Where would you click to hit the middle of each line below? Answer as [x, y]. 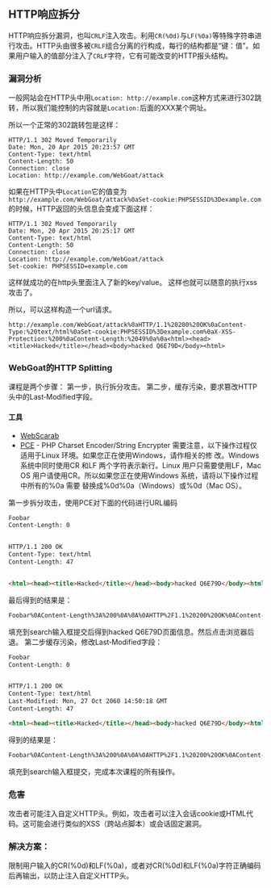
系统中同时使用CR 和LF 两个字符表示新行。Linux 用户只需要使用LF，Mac [141, 465]
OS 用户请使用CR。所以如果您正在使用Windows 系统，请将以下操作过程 [139, 475]
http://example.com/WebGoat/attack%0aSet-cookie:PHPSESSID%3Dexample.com [135, 200]
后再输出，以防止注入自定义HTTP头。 [71, 876]
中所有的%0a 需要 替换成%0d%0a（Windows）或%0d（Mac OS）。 [133, 485]
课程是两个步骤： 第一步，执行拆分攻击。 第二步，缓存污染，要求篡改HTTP [133, 387]
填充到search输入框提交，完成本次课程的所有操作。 [94, 771]
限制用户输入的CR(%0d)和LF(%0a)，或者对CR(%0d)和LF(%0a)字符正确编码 [135, 865]
